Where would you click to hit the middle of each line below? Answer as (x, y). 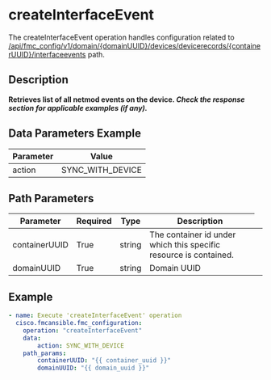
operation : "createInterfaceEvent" (83, 330)
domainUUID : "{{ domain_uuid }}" (94, 368)
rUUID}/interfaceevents (47, 54)
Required (94, 222)
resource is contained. (191, 255)
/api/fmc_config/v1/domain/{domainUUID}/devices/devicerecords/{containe (134, 45)
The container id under (192, 234)
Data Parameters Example (75, 134)
